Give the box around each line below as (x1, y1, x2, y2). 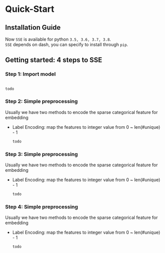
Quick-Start (5, 3, 55, 15)
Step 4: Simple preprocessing (5, 203, 78, 210)
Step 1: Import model (5, 71, 56, 78)
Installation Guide (5, 23, 61, 32)
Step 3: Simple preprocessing (5, 151, 78, 157)
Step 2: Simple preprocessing (5, 98, 78, 105)
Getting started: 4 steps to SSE (5, 56, 103, 64)
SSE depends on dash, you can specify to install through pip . (5, 42, 128, 48)
